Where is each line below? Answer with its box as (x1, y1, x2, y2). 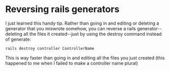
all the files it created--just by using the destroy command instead (23, 31, 162, 37)
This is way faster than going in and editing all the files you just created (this (5, 54, 165, 61)
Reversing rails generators (5, 4, 120, 15)
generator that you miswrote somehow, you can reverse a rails (5, 25, 136, 31)
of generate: (5, 36, 32, 42)
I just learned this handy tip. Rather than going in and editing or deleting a (5, 20, 159, 26)
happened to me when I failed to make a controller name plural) (5, 60, 138, 66)
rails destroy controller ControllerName (5, 46, 95, 51)
